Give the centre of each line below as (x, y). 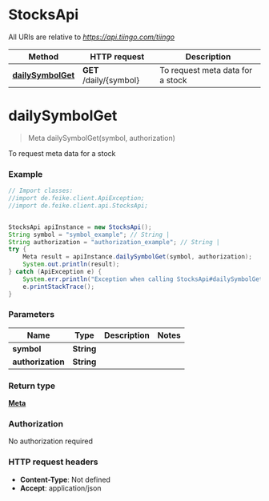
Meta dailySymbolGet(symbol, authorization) (102, 138)
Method (43, 56)
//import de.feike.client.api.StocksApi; (78, 206)
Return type (32, 386)
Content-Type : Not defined (65, 479)
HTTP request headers (53, 462)
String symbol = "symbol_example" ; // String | (89, 234)
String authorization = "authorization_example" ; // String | (114, 242)
